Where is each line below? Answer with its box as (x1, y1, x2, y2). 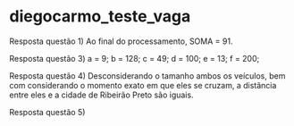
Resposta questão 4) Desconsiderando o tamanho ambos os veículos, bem (9, 70, 286, 81)
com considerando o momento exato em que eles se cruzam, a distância (9, 80, 277, 90)
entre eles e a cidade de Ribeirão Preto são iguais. (9, 89, 194, 100)
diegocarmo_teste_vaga (9, 6, 191, 27)
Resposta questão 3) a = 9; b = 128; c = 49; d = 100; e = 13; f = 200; (9, 53, 260, 63)
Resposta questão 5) (9, 106, 86, 117)
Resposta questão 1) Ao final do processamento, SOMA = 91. (9, 36, 233, 46)
